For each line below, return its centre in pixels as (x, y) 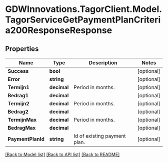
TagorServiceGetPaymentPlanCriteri (83, 20)
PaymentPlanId (26, 139)
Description (103, 63)
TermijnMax (22, 120)
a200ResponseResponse (59, 30)
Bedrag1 (18, 95)
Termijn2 (19, 103)
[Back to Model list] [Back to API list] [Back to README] (62, 155)
